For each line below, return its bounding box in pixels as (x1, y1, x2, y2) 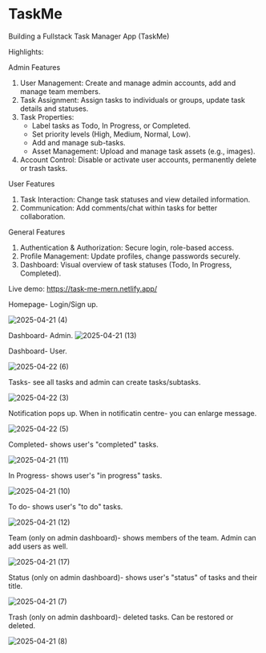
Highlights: (8, 47, 44, 56)
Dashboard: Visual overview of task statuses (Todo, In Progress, (19, 259, 232, 269)
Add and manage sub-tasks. (31, 137, 126, 147)
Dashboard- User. (8, 346, 67, 356)
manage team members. (19, 86, 101, 96)
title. (8, 581, 23, 590)
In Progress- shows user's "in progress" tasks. (8, 471, 163, 480)
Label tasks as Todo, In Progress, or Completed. (31, 120, 191, 130)
